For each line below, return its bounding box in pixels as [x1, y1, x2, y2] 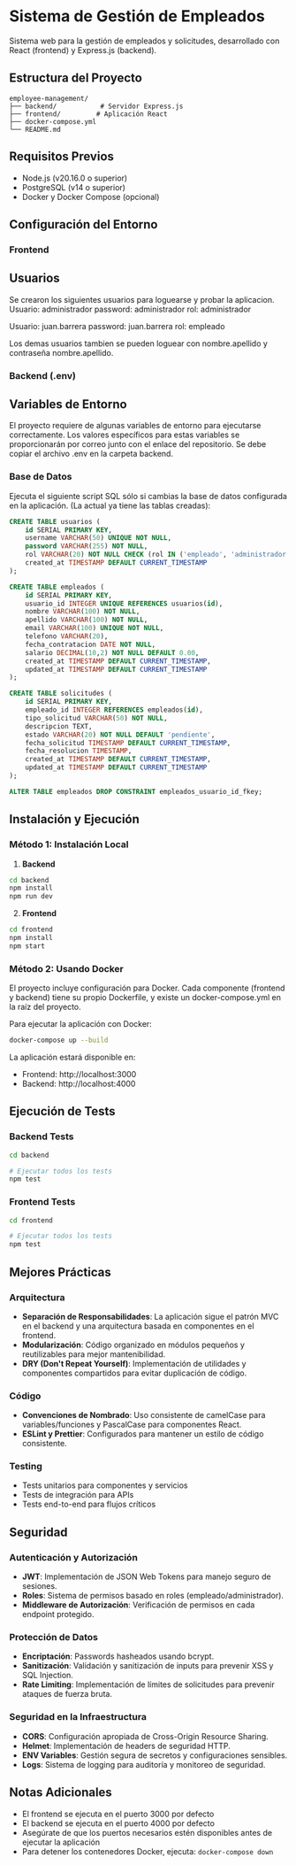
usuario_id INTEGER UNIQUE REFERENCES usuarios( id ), [25, 599, 224, 608]
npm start [9, 941, 46, 951]
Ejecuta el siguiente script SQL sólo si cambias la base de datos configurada [9, 490, 287, 501]
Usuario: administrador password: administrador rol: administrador [9, 304, 252, 314]
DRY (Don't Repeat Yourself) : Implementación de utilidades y [21, 1358, 247, 1368]
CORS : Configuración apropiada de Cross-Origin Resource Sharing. [21, 1730, 269, 1741]
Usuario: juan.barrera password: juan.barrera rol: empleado [9, 320, 225, 331]
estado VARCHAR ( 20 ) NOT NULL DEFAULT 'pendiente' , [25, 730, 216, 739]
